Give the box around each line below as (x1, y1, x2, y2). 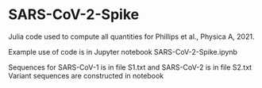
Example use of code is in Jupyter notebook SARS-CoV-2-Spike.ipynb (8, 47, 238, 56)
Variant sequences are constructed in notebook (8, 71, 164, 80)
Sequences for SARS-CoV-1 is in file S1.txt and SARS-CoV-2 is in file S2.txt (8, 62, 252, 72)
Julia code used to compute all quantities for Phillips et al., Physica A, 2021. (8, 32, 255, 41)
